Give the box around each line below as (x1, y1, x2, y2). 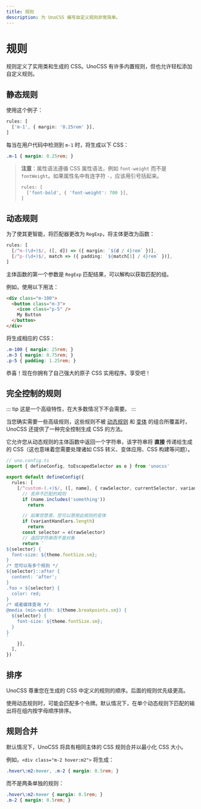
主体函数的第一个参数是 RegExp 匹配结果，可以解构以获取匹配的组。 (6, 270, 172, 278)
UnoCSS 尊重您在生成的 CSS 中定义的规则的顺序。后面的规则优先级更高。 (6, 686, 189, 694)
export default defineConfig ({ (6, 474, 84, 480)
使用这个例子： (6, 107, 43, 114)
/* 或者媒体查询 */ (6, 602, 50, 608)
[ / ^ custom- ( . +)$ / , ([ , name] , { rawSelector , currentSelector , (17, 485, 178, 491)
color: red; (11, 591, 42, 597)
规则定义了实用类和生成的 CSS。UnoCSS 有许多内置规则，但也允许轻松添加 (6, 63, 193, 70)
